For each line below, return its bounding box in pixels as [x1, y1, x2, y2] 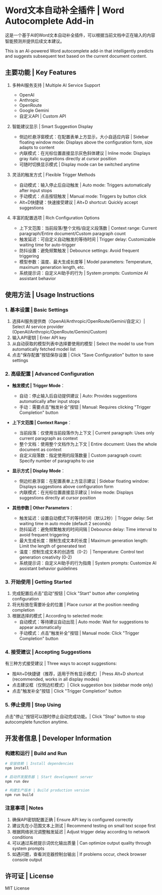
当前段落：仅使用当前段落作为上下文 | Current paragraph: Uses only [19, 430, 155, 435]
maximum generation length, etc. [19, 264, 86, 270]
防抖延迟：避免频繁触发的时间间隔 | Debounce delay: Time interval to [19, 526, 157, 532]
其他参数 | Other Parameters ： [12, 505, 74, 511]
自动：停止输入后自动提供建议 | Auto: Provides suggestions [19, 393, 137, 398]
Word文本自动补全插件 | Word [5, 5, 125, 16]
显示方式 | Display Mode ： [12, 467, 65, 474]
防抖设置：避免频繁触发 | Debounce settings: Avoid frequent [19, 248, 139, 253]
